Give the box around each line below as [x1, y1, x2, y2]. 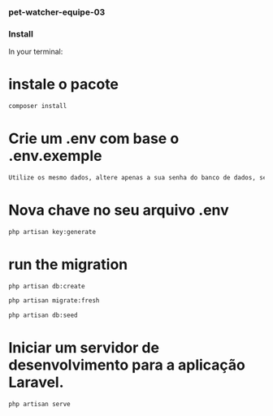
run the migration [8, 255, 128, 274]
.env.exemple [8, 147, 102, 165]
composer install [8, 102, 67, 110]
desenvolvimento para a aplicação [8, 356, 246, 375]
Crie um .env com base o [8, 129, 180, 148]
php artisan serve [8, 401, 71, 409]
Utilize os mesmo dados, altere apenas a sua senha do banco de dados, [8, 173, 256, 181]
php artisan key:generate [8, 227, 96, 236]
